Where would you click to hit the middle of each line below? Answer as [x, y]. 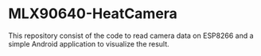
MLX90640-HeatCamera [93, 14]
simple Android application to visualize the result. [89, 43]
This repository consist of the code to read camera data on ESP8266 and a [131, 35]
